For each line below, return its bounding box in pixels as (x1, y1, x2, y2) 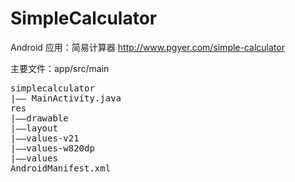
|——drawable (10, 112, 69, 124)
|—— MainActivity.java (10, 92, 122, 104)
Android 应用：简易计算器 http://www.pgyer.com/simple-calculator (10, 41, 285, 53)
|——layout (10, 122, 58, 134)
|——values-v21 (10, 132, 80, 144)
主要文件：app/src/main (10, 62, 110, 74)
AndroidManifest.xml (10, 162, 112, 174)
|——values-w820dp (10, 142, 95, 154)
